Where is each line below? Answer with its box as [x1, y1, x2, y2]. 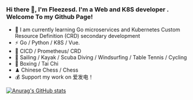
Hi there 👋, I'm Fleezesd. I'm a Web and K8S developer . [6, 5, 169, 14]
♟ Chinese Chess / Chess [14, 66, 78, 73]
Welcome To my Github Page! [6, 12, 93, 21]
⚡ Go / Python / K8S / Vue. [14, 39, 80, 46]
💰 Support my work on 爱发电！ [14, 73, 94, 80]
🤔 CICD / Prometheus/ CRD [14, 47, 81, 55]
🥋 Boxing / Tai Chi [14, 60, 59, 67]
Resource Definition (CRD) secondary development [14, 33, 141, 40]
